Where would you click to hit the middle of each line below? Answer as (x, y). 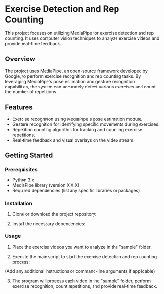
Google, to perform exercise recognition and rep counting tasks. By (73, 76)
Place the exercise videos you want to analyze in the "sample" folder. (82, 247)
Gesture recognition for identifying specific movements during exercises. (86, 124)
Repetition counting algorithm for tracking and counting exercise (77, 129)
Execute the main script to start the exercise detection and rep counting (84, 256)
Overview (20, 59)
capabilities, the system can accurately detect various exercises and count (80, 87)
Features (19, 107)
